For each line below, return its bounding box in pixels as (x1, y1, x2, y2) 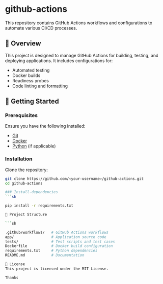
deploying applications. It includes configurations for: (5, 58, 113, 64)
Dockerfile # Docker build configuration (5, 244, 113, 248)
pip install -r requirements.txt (5, 203, 74, 208)
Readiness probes (12, 77, 49, 83)
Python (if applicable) (12, 143, 56, 149)
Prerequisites (5, 112, 38, 119)
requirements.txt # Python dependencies (5, 248, 98, 253)
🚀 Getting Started (5, 97, 59, 106)
